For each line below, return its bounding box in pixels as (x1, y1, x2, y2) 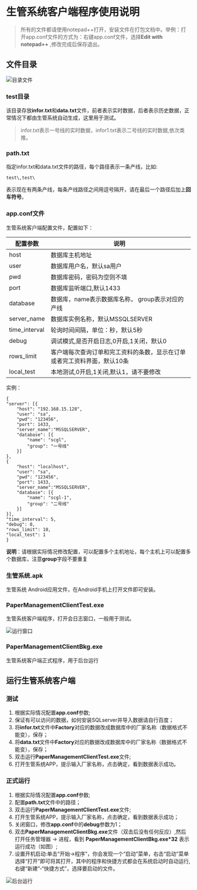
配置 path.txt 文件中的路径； (14, 798, 81, 806)
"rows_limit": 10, (6, 526, 51, 532)
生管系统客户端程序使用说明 (6, 5, 140, 19)
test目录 (6, 92, 30, 101)
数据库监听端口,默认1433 (50, 284, 121, 292)
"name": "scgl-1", (27, 495, 72, 501)
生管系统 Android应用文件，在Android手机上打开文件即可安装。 (6, 586, 159, 593)
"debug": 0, (6, 521, 35, 527)
